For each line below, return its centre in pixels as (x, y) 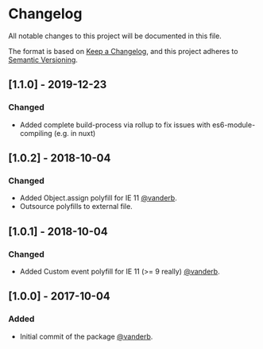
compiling (36, 133)
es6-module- (234, 125)
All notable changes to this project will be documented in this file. (115, 36)
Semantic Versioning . (43, 60)
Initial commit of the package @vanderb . (86, 336)
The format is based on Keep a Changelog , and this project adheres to (123, 51)
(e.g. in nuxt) (75, 133)
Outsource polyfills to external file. (76, 207)
